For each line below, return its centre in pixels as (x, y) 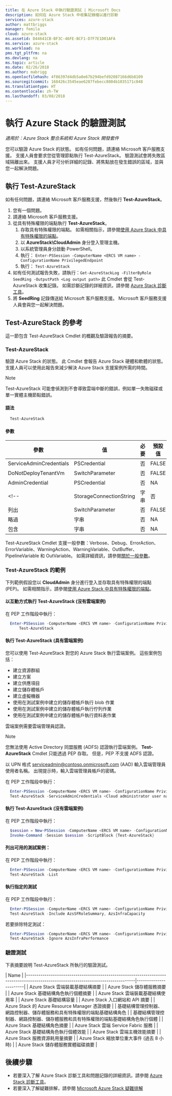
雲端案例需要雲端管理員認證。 (37, 726)
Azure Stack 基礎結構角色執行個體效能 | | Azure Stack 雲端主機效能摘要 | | (83, 1032)
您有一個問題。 (28, 211)
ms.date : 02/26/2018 (27, 67)
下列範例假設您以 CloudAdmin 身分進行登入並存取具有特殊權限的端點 (79, 582)
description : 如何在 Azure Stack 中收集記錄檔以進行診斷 (62, 15)
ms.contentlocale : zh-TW (32, 91)
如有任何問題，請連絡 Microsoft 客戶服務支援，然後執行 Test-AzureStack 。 (85, 200)
